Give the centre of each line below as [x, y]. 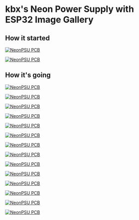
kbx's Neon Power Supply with [69, 9]
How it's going [28, 75]
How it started [28, 38]
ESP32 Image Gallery [49, 20]
